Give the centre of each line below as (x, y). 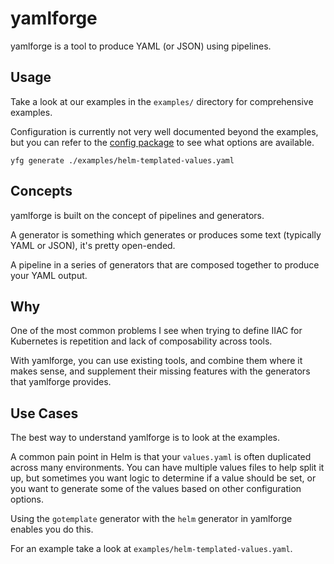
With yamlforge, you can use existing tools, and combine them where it (156, 361)
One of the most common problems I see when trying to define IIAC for (156, 331)
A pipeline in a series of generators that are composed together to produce (165, 264)
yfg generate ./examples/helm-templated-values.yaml (122, 160)
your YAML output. (49, 275)
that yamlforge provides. (61, 382)
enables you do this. (52, 529)
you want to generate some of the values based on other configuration (156, 489)
